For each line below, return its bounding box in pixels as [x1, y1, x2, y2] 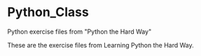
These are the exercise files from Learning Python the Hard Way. [7, 41, 194, 49]
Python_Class [7, 4, 89, 20]
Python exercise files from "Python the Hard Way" [7, 27, 152, 36]
